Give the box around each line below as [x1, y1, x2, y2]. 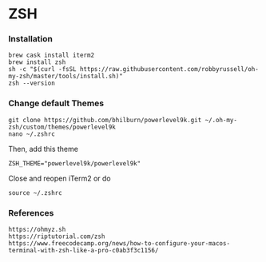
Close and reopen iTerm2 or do [8, 173, 111, 183]
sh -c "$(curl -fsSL [8, 65, 77, 73]
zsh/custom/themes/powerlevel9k [8, 123, 116, 131]
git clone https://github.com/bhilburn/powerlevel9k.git [8, 116, 202, 124]
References [8, 207, 54, 218]
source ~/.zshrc [8, 189, 62, 196]
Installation [8, 34, 54, 45]
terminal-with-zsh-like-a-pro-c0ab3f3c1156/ [8, 247, 159, 255]
